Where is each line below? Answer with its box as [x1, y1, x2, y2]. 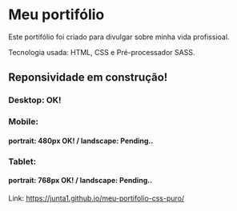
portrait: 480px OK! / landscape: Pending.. [8, 136, 154, 145]
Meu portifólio [8, 6, 105, 24]
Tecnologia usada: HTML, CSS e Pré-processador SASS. [8, 47, 195, 57]
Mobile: [8, 116, 38, 127]
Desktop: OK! [8, 94, 62, 105]
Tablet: [8, 156, 37, 167]
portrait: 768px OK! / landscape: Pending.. [8, 176, 153, 185]
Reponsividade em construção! [8, 70, 168, 85]
